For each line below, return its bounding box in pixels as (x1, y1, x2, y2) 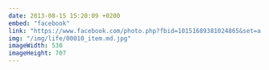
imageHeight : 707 (8, 49, 67, 57)
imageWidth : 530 (8, 42, 63, 50)
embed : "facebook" (8, 19, 70, 27)
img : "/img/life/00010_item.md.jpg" (8, 34, 131, 43)
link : (8, 27, 27, 35)
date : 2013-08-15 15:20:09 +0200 (8, 11, 121, 20)
